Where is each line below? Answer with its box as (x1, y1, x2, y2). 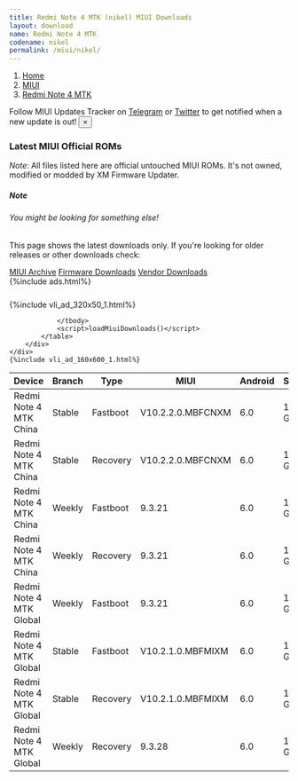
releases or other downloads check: (9, 249, 141, 260)
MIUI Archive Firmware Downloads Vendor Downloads (9, 267, 208, 277)
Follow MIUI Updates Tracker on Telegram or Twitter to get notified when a (9, 106, 282, 117)
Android (239, 375, 275, 387)
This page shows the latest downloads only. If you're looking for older (9, 241, 264, 250)
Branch (51, 375, 84, 387)
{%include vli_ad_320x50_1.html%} (9, 299, 136, 310)
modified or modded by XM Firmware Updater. (9, 170, 180, 180)
